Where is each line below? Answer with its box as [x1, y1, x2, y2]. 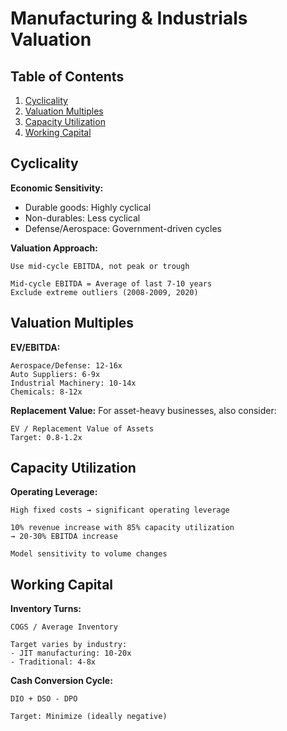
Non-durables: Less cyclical [24, 212, 141, 224]
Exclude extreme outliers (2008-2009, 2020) [10, 287, 199, 297]
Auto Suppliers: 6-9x [10, 369, 101, 379]
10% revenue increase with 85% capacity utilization [10, 523, 235, 533]
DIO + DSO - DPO [10, 694, 78, 704]
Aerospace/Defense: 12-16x [10, 360, 123, 371]
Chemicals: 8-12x [10, 387, 83, 397]
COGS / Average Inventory [10, 622, 118, 632]
